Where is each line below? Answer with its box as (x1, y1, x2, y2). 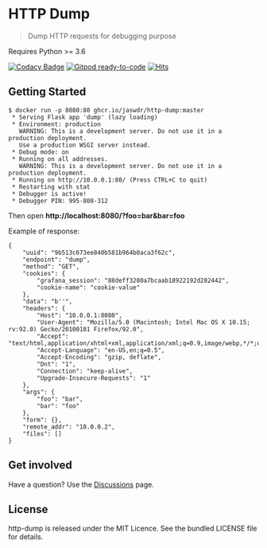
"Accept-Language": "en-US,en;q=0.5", (37, 346, 165, 354)
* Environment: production (11, 120, 102, 128)
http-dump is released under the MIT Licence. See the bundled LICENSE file (8, 523, 257, 534)
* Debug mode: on (11, 148, 69, 156)
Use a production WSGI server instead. (18, 141, 151, 149)
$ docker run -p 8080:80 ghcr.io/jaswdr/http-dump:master (8, 106, 204, 114)
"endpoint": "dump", (22, 256, 91, 264)
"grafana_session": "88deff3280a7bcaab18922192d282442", (37, 276, 229, 284)
